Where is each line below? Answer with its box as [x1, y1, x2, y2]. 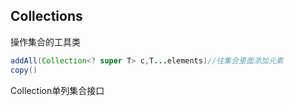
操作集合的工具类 [10, 35, 81, 48]
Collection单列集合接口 [10, 84, 105, 96]
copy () [10, 65, 38, 75]
